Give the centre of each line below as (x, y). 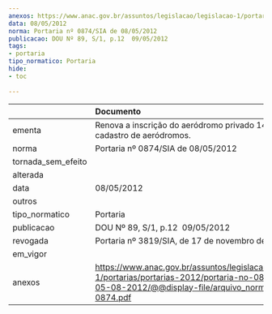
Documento (118, 111)
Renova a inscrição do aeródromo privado (175, 125)
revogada (30, 240)
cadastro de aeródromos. (143, 135)
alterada (28, 174)
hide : (17, 69)
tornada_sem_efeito (50, 161)
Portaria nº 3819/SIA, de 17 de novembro (175, 240)
